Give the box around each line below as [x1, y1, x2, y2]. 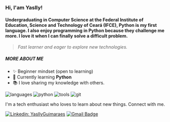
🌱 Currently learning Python [12, 74, 72, 80]
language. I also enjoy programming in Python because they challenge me [5, 27, 165, 33]
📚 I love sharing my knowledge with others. [12, 80, 105, 86]
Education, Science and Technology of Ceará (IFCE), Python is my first [5, 22, 157, 28]
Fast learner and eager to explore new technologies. [17, 44, 128, 50]
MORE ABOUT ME [5, 55, 44, 62]
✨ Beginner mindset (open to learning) [12, 68, 93, 74]
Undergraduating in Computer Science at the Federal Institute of [5, 17, 144, 23]
